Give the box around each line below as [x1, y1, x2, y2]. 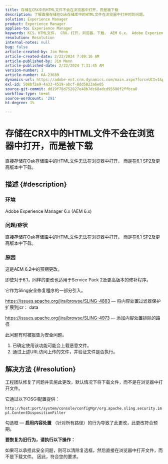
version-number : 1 [5, 68, 43, 73]
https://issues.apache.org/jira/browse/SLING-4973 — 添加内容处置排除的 [5, 315, 156, 321]
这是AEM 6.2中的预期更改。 [5, 266, 62, 272]
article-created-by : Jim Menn [5, 49, 68, 54]
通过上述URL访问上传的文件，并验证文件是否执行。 [12, 349, 118, 355]
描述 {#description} [5, 180, 67, 189]
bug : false [5, 45, 28, 50]
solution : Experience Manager [5, 17, 68, 22]
